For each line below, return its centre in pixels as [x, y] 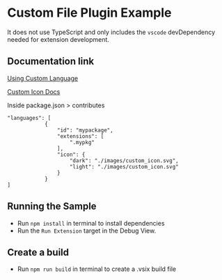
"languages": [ [29, 118]
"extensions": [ [80, 136]
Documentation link [51, 62]
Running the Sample [52, 207]
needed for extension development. [58, 39]
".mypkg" [82, 142]
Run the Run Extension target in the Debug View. [87, 231]
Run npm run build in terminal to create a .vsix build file [96, 269]
